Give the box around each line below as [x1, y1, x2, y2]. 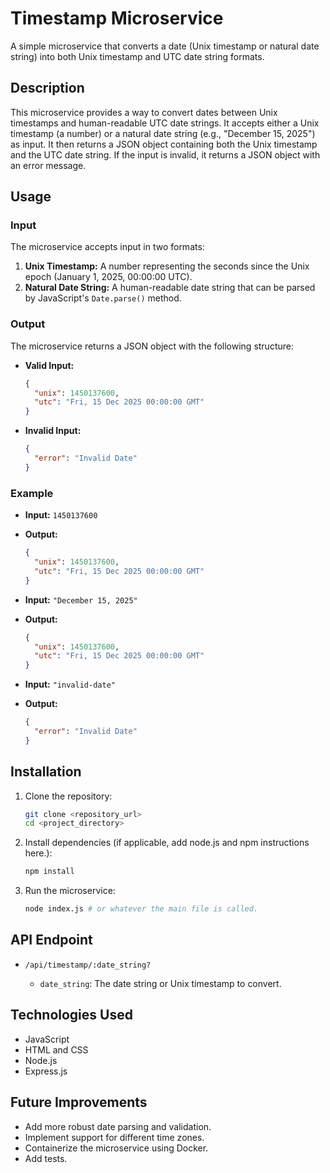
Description [10, 80, 85, 97]
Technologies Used [10, 1007, 133, 1024]
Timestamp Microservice [10, 7, 224, 30]
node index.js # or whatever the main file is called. [24, 904, 259, 914]
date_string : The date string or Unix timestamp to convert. [39, 977, 282, 989]
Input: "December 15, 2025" [24, 593, 138, 606]
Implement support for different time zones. [24, 1131, 205, 1143]
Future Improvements [10, 1094, 148, 1111]
